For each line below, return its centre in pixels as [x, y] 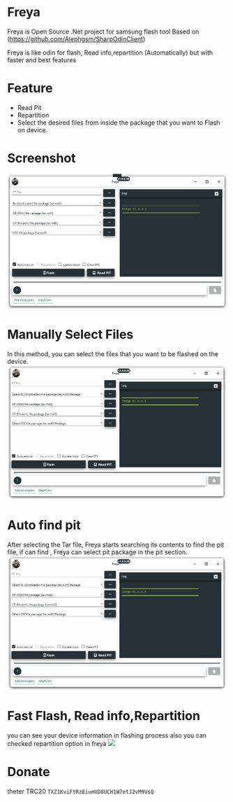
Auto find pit [44, 525]
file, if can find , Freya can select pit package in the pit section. [97, 552]
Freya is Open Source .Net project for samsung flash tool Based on [103, 31]
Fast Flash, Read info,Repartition [104, 716]
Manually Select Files [70, 335]
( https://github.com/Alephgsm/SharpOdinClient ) [76, 38]
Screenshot [42, 159]
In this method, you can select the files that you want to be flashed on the [113, 353]
